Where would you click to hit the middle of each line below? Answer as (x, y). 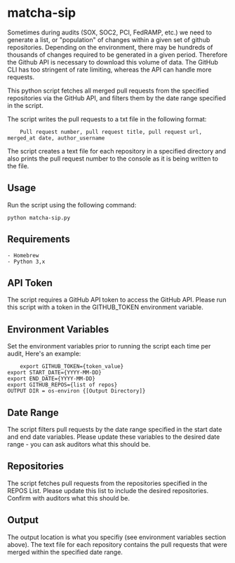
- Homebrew (23, 255)
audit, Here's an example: (44, 354)
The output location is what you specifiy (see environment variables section (117, 537)
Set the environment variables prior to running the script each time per (109, 346)
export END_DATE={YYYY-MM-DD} (52, 379)
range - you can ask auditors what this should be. (79, 444)
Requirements (39, 239)
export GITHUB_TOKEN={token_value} (72, 367)
